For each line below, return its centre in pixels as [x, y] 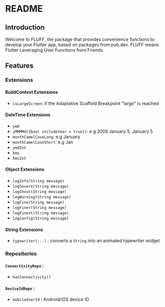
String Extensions [24, 230]
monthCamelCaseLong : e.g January [46, 137]
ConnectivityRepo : [25, 266]
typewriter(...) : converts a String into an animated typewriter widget [86, 241]
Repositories [21, 254]
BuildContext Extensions [32, 92]
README [24, 9]
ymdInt [19, 148]
